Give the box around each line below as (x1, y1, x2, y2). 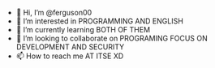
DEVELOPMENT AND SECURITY (15, 42, 125, 52)
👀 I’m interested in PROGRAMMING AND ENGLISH (15, 16, 184, 26)
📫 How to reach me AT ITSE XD (15, 51, 124, 61)
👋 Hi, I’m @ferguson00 (15, 8, 92, 17)
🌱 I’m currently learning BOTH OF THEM (15, 25, 151, 34)
